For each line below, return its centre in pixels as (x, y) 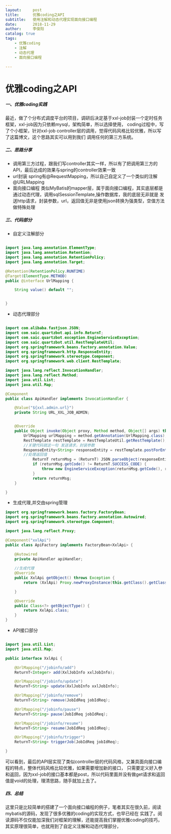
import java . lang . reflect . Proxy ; (41, 531)
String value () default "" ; (44, 290)
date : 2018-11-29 (31, 24)
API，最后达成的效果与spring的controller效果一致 (64, 170)
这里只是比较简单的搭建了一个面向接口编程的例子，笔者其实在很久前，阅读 (83, 807)
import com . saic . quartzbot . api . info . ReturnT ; (54, 333)
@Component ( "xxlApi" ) (28, 540)
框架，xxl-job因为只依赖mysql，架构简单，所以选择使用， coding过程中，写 (84, 124)
